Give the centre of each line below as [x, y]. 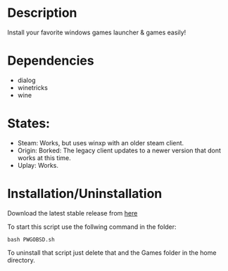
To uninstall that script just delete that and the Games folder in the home [112, 252]
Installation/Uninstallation [85, 194]
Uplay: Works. [38, 165]
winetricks [32, 87]
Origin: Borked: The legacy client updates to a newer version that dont [119, 150]
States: [29, 124]
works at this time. [44, 158]
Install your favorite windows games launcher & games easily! [97, 32]
